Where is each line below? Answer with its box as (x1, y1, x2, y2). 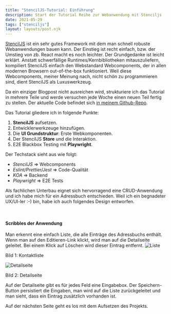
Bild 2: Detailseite (5, 272, 43, 279)
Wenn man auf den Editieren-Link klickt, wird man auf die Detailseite (5, 237, 150, 243)
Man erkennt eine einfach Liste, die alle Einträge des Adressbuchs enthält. (5, 231, 163, 238)
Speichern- (138, 282, 162, 288)
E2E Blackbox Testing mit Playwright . (12, 142, 93, 148)
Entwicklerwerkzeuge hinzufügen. (12, 125, 86, 131)
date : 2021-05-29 (5, 17, 43, 22)
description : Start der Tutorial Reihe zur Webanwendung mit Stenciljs (5, 12, 162, 17)
